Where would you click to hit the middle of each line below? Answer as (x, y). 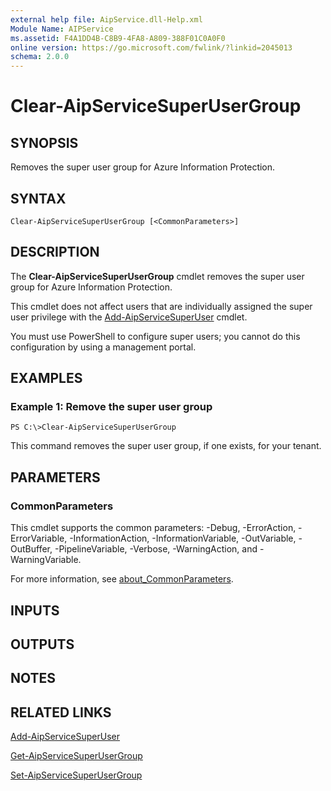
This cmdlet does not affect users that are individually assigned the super (161, 306)
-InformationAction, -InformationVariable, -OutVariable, (183, 538)
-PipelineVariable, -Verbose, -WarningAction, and (156, 549)
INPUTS (35, 610)
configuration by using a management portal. (103, 347)
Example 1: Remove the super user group (111, 407)
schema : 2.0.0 (40, 57)
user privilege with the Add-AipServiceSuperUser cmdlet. (129, 317)
